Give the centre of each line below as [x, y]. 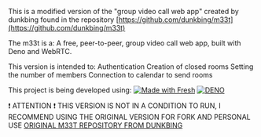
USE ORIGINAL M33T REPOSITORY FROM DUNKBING [96, 125]
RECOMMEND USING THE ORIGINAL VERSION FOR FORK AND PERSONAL [129, 117]
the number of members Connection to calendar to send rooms [110, 75]
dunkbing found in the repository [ [64, 20]
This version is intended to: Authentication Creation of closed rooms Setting [131, 67]
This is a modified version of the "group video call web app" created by [124, 11]
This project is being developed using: [70, 90]
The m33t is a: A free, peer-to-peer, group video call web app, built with [125, 43]
